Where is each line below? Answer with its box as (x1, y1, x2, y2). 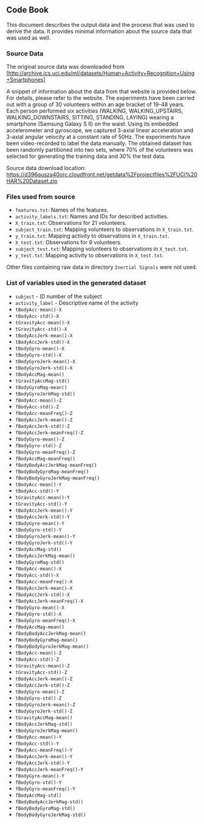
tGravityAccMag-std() (15, 378, 70, 384)
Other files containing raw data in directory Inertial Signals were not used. (6, 263, 197, 271)
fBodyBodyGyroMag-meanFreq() (15, 469, 89, 475)
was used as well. (6, 34, 51, 41)
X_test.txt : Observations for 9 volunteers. (15, 239, 122, 246)
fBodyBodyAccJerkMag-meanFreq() (15, 462, 97, 468)
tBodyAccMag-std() (15, 546, 62, 552)
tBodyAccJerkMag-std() (15, 721, 73, 727)
